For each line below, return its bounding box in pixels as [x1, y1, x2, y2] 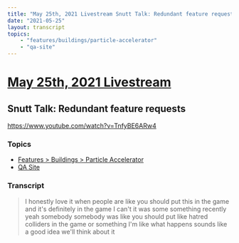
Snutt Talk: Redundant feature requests [7, 103, 186, 115]
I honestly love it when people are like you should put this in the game [24, 197, 230, 205]
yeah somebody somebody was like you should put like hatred [24, 212, 208, 221]
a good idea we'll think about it [24, 227, 115, 236]
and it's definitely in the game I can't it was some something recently [24, 205, 227, 213]
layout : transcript [7, 24, 65, 31]
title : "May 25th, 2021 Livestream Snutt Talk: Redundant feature [7, 10, 208, 18]
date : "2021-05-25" [7, 17, 65, 24]
